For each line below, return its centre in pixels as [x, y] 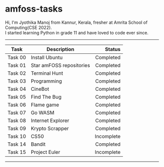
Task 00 [17, 57]
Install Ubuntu [47, 57]
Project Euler [46, 152]
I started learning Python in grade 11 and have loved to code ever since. [77, 33]
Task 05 [17, 97]
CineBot [40, 89]
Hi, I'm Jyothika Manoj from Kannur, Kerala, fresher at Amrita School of [76, 22]
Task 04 [17, 89]
